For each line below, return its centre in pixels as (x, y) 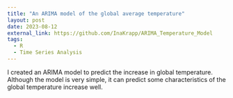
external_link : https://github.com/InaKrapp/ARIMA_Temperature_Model (110, 33)
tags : (15, 40)
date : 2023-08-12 (32, 26)
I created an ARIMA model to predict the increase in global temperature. (110, 72)
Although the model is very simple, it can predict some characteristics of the (116, 79)
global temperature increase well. (55, 87)
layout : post (26, 20)
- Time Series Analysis (48, 53)
